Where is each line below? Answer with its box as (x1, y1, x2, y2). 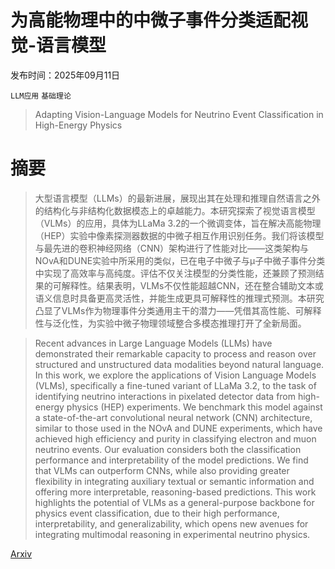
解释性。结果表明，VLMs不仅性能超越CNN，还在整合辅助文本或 (61, 279, 324, 291)
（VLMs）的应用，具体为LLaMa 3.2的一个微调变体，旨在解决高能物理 (34, 217, 322, 229)
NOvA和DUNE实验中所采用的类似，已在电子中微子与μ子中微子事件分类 (34, 254, 326, 266)
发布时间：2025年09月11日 (10, 69, 121, 81)
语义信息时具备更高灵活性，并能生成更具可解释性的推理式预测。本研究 (34, 292, 325, 304)
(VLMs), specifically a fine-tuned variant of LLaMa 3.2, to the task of (34, 379, 317, 391)
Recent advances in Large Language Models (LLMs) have (34, 337, 273, 349)
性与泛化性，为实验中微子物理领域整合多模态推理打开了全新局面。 (34, 317, 307, 329)
